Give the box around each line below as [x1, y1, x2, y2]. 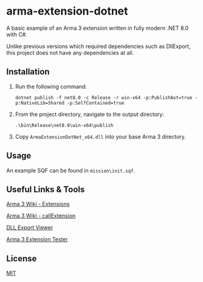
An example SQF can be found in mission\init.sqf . [6, 167, 136, 174]
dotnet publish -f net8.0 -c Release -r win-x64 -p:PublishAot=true [15, 94, 193, 101]
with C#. [6, 30, 27, 38]
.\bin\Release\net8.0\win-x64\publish [15, 122, 114, 128]
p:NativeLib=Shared [15, 100, 65, 106]
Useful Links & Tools [6, 184, 85, 194]
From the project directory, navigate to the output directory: [15, 111, 164, 118]
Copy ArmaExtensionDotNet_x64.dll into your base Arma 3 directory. [15, 132, 187, 140]
